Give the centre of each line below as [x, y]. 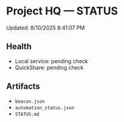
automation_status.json [45, 108]
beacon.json [30, 101]
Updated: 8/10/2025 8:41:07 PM [46, 28]
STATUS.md [27, 114]
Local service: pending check [51, 61]
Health [19, 47]
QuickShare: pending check [49, 67]
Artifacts [23, 86]
